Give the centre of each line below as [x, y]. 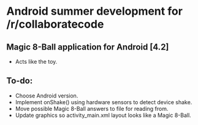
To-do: [20, 81]
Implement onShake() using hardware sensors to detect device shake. [104, 102]
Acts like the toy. [36, 62]
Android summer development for [94, 11]
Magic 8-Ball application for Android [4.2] [88, 47]
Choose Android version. [47, 96]
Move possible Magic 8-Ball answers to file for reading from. [92, 108]
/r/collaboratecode [55, 24]
